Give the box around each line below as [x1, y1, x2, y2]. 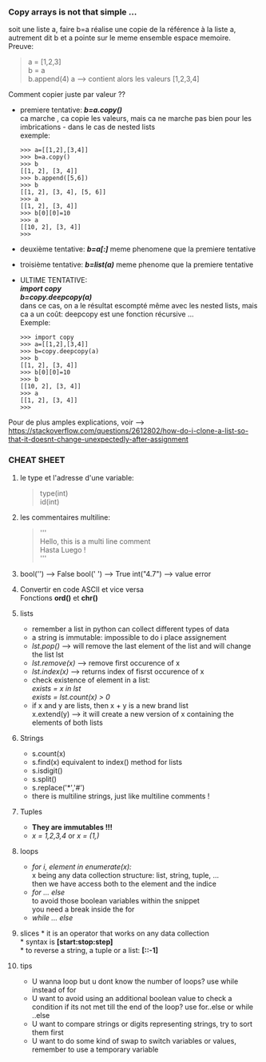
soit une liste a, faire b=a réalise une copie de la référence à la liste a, [8, 25, 236, 34]
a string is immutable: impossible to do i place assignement [31, 632, 227, 642]
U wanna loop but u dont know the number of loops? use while [31, 976, 239, 986]
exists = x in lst [31, 683, 81, 693]
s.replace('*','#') [31, 782, 85, 792]
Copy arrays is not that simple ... [8, 6, 137, 18]
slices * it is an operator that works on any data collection [19, 928, 209, 938]
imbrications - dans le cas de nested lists [19, 123, 156, 132]
